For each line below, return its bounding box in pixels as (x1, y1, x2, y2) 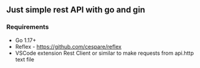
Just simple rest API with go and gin (6, 5, 145, 15)
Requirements (6, 23, 49, 31)
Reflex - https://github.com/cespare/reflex (15, 43, 122, 50)
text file (15, 55, 35, 63)
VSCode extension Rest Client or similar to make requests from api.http (15, 49, 194, 57)
